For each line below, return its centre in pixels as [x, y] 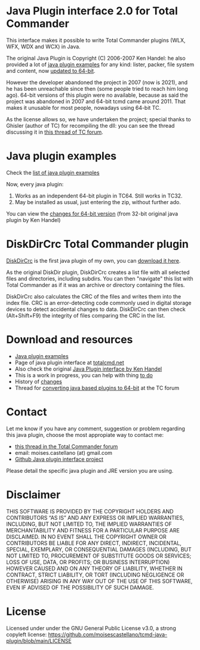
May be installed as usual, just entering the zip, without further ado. [98, 202]
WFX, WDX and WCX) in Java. [43, 47]
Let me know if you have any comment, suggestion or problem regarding [96, 429]
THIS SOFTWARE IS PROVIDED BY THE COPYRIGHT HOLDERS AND [90, 511]
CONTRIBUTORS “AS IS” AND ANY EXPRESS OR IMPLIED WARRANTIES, [95, 517]
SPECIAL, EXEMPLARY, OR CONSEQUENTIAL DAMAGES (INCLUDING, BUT [99, 549]
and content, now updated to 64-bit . [51, 70]
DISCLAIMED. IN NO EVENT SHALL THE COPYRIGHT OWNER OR [87, 537]
